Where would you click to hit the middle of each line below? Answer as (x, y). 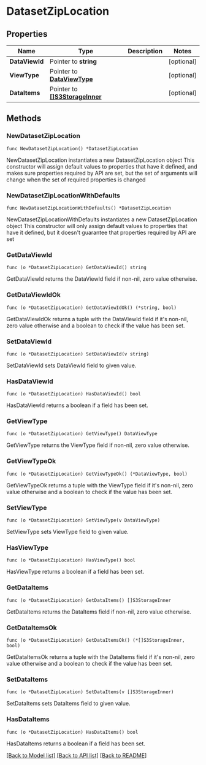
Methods (24, 119)
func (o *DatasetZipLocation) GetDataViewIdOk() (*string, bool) (91, 308)
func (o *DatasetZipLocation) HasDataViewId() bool (74, 394)
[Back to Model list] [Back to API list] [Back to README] (77, 755)
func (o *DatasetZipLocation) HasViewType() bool (71, 560)
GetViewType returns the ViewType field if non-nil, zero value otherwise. (98, 445)
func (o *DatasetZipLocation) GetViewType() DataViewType (82, 434)
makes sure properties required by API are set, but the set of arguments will (102, 173)
